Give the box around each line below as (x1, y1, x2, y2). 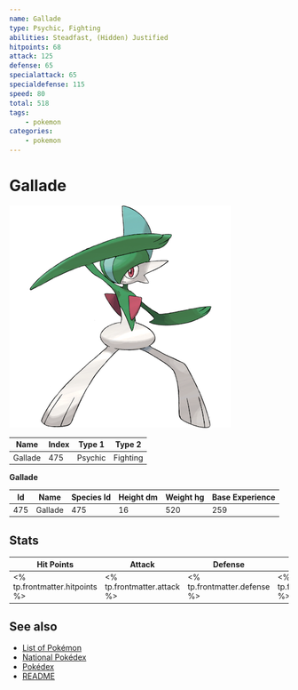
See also (9, 619, 58, 634)
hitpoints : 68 (9, 43, 62, 52)
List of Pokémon (21, 643, 82, 654)
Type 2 (114, 439, 142, 450)
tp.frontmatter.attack (105, 582, 180, 591)
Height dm (118, 492, 158, 502)
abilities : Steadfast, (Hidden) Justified (9, 33, 169, 42)
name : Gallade (9, 14, 62, 23)
